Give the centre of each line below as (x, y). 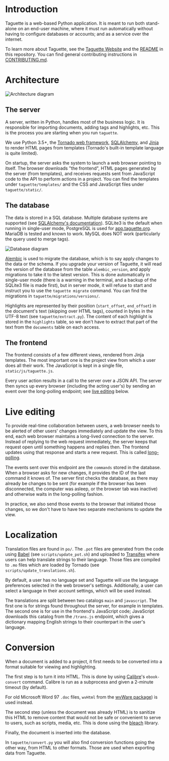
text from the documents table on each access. (53, 327)
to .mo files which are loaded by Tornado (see (52, 565)
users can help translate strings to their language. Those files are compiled (83, 560)
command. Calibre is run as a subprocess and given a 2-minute (88, 682)
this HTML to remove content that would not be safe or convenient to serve (83, 718)
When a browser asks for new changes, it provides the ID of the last (75, 473)
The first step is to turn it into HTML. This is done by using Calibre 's (75, 677)
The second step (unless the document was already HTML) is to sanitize (80, 712)
